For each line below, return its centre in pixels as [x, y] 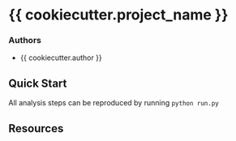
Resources [36, 128]
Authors [25, 41]
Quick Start [38, 83]
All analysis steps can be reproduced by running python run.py [114, 103]
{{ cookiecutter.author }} [61, 58]
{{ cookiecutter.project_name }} [118, 15]
